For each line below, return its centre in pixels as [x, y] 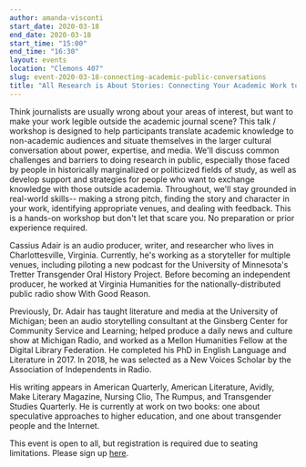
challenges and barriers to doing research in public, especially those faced [149, 159]
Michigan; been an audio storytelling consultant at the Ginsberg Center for [149, 320]
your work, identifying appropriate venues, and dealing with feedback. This [150, 208]
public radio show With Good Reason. [80, 293]
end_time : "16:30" [44, 52]
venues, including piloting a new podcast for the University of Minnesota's [149, 264]
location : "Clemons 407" [56, 69]
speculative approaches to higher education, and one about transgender [146, 416]
